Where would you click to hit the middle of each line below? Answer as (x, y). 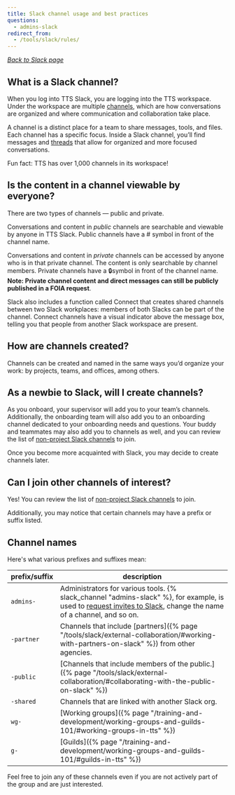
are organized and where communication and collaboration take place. (109, 114)
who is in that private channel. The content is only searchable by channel (113, 262)
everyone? (31, 196)
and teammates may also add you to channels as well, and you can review (114, 432)
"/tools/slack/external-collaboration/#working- (138, 635)
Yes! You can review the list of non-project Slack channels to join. (101, 500)
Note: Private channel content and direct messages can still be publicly (113, 281)
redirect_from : (29, 33)
